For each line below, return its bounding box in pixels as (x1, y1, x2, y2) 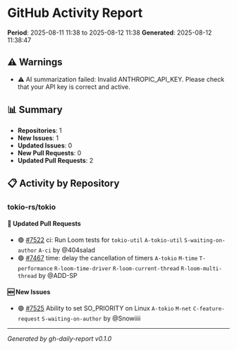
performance (17, 265, 53, 272)
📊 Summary (7, 104, 63, 116)
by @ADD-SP (38, 272, 78, 280)
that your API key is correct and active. (17, 83, 130, 91)
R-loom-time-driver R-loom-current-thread (54, 265, 180, 272)
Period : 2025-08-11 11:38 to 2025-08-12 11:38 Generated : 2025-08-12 (7, 28, 212, 37)
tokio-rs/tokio (7, 202, 56, 212)
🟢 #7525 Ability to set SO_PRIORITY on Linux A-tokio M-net (17, 304, 192, 313)
